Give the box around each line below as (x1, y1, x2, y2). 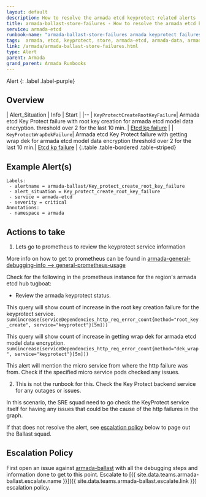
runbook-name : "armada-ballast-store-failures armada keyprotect (6, 32, 177, 38)
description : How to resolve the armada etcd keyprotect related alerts (6, 15, 196, 21)
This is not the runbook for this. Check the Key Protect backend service (15, 380, 196, 387)
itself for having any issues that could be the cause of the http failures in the (6, 405, 199, 412)
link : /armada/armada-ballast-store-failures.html (6, 44, 139, 50)
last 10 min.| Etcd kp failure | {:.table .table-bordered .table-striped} (6, 144, 177, 151)
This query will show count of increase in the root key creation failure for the (6, 303, 199, 310)
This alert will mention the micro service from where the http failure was (6, 361, 188, 369)
